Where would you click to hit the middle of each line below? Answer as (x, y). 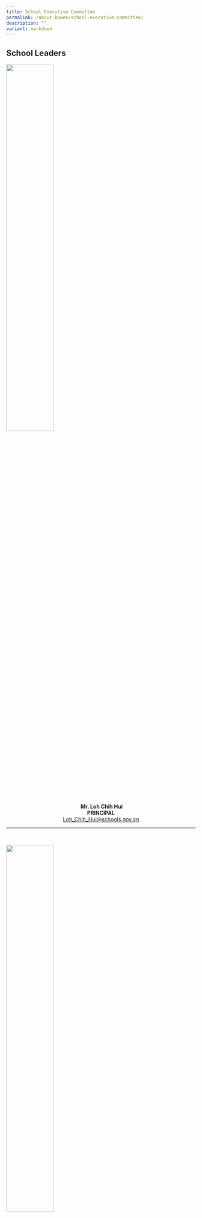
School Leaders (36, 53)
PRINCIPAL (101, 813)
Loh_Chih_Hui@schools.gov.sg (101, 819)
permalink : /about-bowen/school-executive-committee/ (75, 17)
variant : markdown (29, 29)
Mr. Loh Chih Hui (102, 807)
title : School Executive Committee (51, 12)
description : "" (26, 23)
